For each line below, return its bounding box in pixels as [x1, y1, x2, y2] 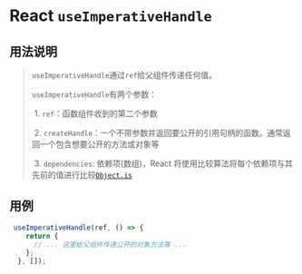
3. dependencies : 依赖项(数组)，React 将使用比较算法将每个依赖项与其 [34, 158, 293, 169]
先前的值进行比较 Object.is [31, 170, 133, 180]
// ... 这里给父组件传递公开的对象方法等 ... [33, 240, 187, 250]
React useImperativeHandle [9, 5, 212, 26]
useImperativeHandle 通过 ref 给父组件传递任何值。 [31, 70, 218, 80]
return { [25, 231, 59, 240]
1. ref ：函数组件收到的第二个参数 [34, 108, 158, 119]
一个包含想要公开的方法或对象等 [39, 139, 160, 150]
